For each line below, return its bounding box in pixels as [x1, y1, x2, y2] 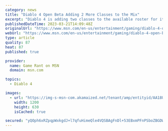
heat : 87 [5, 45, 23, 50]
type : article [5, 36, 35, 41]
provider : [5, 58, 26, 63]
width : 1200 [14, 100, 39, 105]
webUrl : [5, 31, 21, 36]
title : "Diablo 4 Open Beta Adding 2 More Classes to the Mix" [5, 12, 140, 17]
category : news [5, 7, 37, 13]
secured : [5, 118, 23, 123]
